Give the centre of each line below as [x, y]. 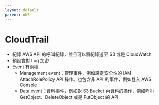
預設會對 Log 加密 [31, 61]
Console [28, 85]
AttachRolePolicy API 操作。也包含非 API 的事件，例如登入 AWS [86, 79]
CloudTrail [27, 40]
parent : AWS [17, 15]
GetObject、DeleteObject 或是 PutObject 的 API [69, 97]
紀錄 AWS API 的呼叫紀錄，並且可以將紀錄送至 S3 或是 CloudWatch [82, 54]
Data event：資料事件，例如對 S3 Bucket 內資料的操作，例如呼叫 [87, 91]
